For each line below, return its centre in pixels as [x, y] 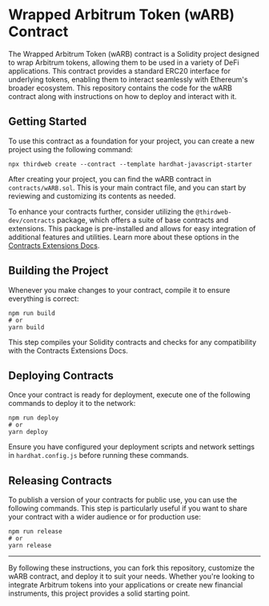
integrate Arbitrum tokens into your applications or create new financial [126, 585]
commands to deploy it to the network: [72, 403]
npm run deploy [34, 418]
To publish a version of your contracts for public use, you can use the [123, 500]
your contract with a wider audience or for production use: [105, 517]
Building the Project [58, 271]
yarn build [26, 327]
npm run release [35, 532]
